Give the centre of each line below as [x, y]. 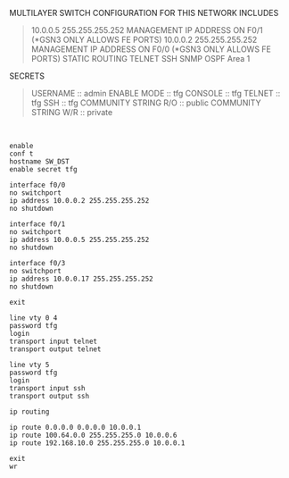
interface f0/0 [37, 185]
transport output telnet [55, 349]
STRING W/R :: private [72, 112]
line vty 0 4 [33, 318]
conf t [21, 154]
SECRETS [27, 76]
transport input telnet [54, 341]
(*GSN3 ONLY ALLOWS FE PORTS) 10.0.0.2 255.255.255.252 [144, 40]
